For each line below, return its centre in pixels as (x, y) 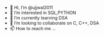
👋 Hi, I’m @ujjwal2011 (31, 8)
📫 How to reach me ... (33, 28)
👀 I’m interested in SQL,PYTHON (43, 13)
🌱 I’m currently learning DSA (39, 18)
